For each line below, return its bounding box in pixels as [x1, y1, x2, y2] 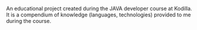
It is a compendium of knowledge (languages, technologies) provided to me [6, 11, 191, 18]
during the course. [6, 18, 52, 24]
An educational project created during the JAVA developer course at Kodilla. [6, 5, 192, 12]
